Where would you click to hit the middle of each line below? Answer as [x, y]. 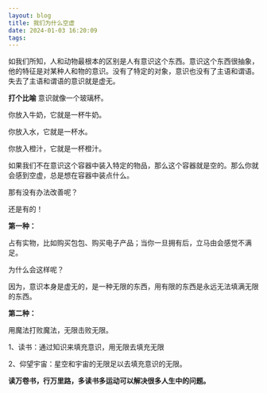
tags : [17, 38]
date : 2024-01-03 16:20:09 [53, 30]
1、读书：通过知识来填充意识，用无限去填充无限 [86, 347]
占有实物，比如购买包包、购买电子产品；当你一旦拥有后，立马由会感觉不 [126, 243]
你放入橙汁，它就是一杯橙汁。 [57, 148]
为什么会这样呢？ [36, 270]
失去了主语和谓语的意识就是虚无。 [64, 81]
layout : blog [30, 15]
